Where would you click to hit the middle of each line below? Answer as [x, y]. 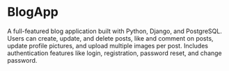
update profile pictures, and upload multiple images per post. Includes [108, 45]
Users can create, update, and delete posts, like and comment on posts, [110, 38]
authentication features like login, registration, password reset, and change [115, 53]
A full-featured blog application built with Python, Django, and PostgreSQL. [115, 31]
